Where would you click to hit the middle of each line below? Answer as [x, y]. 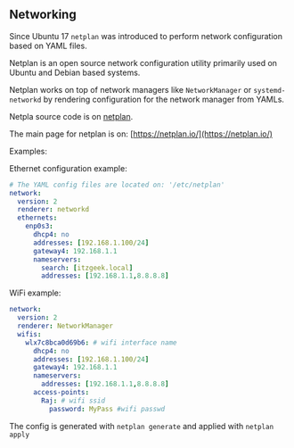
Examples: [28, 151]
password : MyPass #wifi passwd [107, 409]
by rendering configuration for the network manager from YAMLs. [164, 99]
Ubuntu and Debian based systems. [75, 72]
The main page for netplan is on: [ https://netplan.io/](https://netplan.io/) [141, 134]
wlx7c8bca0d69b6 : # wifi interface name [101, 343]
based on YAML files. [48, 46]
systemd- [269, 90]
